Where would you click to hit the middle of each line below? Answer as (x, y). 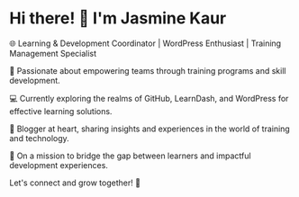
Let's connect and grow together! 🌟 (75, 183)
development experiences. (59, 165)
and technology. (39, 138)
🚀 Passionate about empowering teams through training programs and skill (148, 70)
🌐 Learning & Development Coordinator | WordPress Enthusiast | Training (145, 43)
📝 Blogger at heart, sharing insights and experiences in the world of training (149, 129)
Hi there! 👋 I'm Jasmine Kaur (118, 18)
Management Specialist (53, 53)
